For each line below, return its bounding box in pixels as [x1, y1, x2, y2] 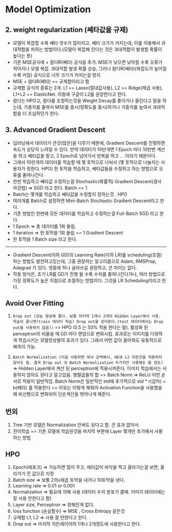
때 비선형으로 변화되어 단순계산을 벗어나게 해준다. [12, 391, 112, 397]
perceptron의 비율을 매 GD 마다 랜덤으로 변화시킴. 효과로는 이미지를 [12, 330, 149, 337]
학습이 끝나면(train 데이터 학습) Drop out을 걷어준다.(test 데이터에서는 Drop [12, 319, 164, 324]
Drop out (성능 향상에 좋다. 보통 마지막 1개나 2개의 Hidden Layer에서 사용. [12, 313, 161, 319]
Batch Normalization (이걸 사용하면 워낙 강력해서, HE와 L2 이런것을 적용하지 [12, 354, 162, 360]
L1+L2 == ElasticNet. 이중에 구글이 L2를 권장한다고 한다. [12, 91, 127, 97]
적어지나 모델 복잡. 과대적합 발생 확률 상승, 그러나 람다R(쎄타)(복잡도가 [12, 66, 154, 71]
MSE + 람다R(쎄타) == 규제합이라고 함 [12, 78, 90, 84]
